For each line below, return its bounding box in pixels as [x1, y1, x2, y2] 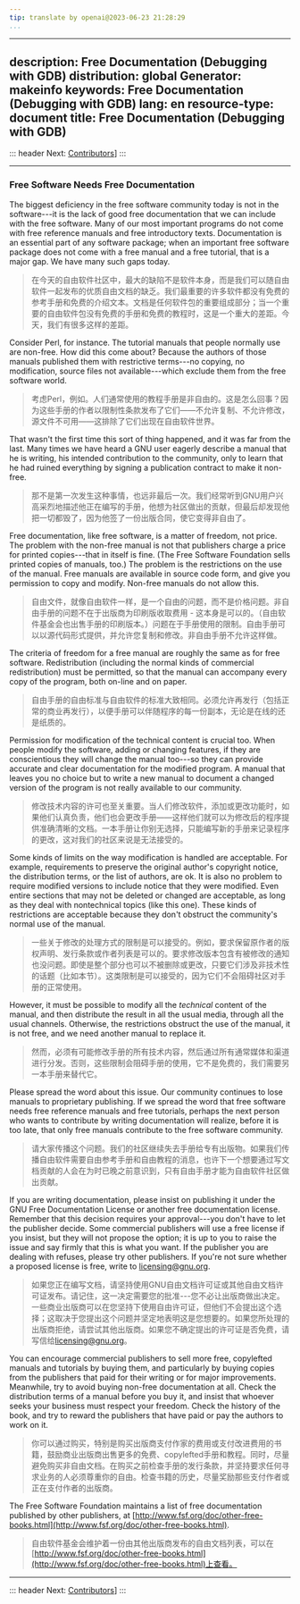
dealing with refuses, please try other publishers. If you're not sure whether [9, 1251, 287, 1262]
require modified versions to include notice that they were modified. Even [9, 880, 279, 891]
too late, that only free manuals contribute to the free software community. [9, 1124, 284, 1135]
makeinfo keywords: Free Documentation [9, 82, 244, 98]
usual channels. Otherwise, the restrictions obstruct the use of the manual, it [9, 1018, 291, 1029]
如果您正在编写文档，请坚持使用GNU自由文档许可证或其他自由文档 [30, 1279, 277, 1289]
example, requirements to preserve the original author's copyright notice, [9, 861, 279, 872]
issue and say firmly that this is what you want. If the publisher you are [9, 1241, 269, 1252]
